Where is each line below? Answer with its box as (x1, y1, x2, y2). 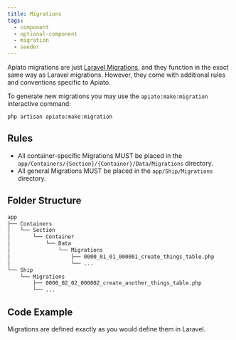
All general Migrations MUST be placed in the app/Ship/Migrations (17, 166, 213, 175)
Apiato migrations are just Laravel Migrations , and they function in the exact (7, 63, 229, 71)
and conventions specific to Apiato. (7, 78, 112, 86)
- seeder (14, 43, 40, 51)
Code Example (7, 306, 73, 318)
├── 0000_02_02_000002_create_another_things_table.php (33, 280, 202, 287)
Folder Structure (7, 195, 82, 207)
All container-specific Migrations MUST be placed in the (17, 151, 183, 160)
